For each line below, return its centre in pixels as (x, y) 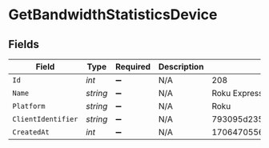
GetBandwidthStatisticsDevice (113, 15)
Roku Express (237, 93)
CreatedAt (31, 132)
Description (181, 67)
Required (132, 67)
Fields (24, 44)
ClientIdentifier (45, 119)
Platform (29, 106)
